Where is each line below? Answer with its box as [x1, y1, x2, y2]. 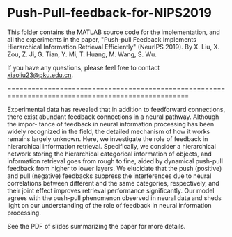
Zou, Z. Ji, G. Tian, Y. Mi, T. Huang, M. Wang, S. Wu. [7, 50, 157, 58]
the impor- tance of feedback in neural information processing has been [7, 120, 215, 128]
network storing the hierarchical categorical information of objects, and [7, 149, 212, 158]
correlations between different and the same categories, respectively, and [7, 179, 219, 187]
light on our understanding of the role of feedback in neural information [7, 201, 212, 209]
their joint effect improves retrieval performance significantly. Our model [7, 186, 215, 195]
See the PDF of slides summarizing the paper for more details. [7, 222, 186, 230]
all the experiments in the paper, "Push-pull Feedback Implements [7, 35, 197, 43]
